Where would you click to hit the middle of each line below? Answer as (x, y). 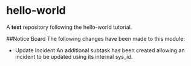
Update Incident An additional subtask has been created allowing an (100, 50)
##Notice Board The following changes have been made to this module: (96, 38)
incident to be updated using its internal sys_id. (74, 56)
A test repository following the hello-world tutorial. (69, 27)
